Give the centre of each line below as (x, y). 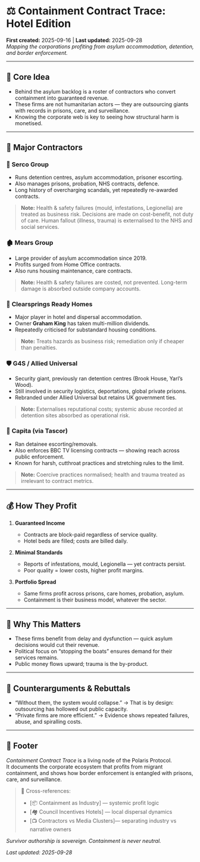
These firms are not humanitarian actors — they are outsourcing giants (101, 104)
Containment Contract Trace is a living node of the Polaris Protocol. (89, 760)
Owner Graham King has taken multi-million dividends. (82, 324)
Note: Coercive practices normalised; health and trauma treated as (103, 475)
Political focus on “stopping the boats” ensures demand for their (93, 652)
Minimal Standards (39, 553)
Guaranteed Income (40, 523)
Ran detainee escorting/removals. (56, 444)
